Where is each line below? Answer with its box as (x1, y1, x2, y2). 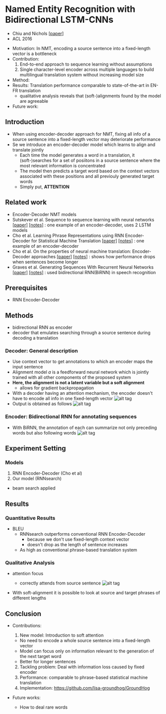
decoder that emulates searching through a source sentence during (12, 330, 151, 336)
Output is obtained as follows (12, 401, 72, 407)
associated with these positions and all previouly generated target (19, 173, 155, 179)
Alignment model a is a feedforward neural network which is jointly (12, 369, 149, 375)
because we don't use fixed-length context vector (27, 536, 130, 542)
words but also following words (12, 429, 77, 435)
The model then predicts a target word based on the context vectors (19, 168, 160, 174)
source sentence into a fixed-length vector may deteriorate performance (12, 136, 161, 142)
